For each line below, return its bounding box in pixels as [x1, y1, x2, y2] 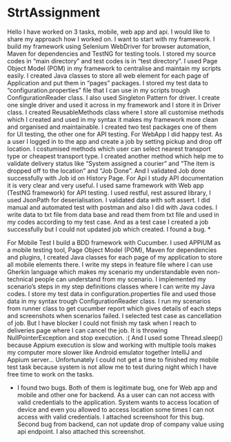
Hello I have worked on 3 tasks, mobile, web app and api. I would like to [7, 28, 210, 36]
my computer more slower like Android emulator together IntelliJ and [7, 348, 202, 356]
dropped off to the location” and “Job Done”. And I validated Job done [7, 167, 205, 175]
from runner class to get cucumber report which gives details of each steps [7, 304, 222, 313]
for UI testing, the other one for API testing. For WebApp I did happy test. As [7, 129, 223, 138]
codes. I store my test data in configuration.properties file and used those [7, 289, 216, 297]
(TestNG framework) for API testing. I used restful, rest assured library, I [7, 188, 212, 197]
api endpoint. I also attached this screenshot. [17, 427, 145, 435]
